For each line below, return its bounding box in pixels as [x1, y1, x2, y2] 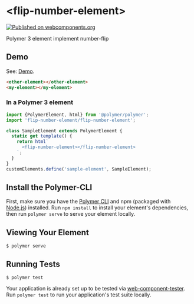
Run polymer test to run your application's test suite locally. [6, 291, 152, 298]
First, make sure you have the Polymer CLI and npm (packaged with [6, 198, 171, 205]
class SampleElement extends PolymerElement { [6, 128, 123, 133]
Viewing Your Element [6, 228, 90, 238]
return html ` [17, 139, 49, 145]
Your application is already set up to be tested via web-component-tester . [6, 285, 186, 292]
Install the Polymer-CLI [6, 182, 93, 192]
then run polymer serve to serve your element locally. [6, 211, 136, 218]
